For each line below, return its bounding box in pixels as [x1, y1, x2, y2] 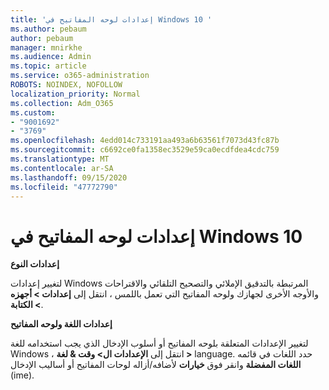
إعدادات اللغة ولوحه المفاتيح [10, 318, 113, 330]
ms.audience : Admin [10, 52, 92, 62]
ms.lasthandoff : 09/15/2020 [10, 172, 128, 183]
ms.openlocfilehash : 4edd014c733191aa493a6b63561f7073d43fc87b [10, 136, 280, 146]
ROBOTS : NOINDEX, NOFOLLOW [10, 80, 123, 90]
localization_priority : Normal [10, 89, 141, 99]
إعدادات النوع [10, 258, 60, 270]
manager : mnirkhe [10, 42, 83, 53]
